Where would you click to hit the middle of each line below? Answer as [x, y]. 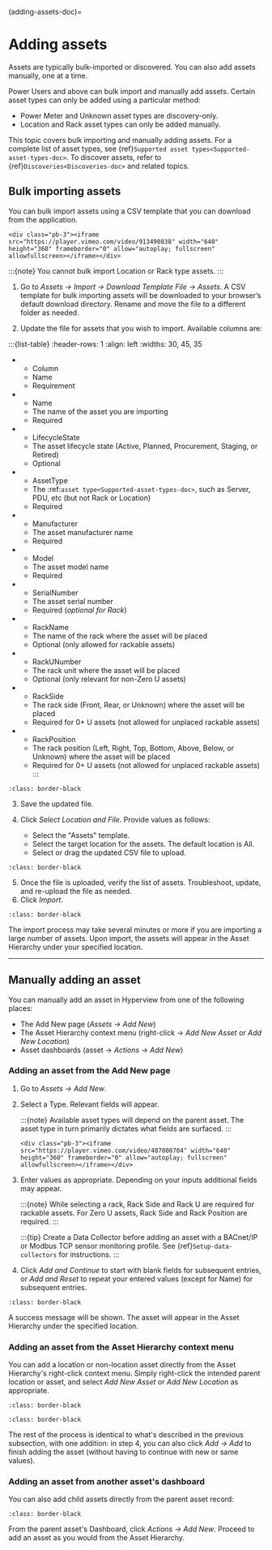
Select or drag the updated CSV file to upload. [109, 853]
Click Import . [41, 900]
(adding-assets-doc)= [45, 12]
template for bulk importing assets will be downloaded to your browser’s [140, 295]
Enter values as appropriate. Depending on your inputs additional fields [138, 1180]
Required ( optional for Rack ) [79, 610]
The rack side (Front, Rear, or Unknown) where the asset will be [138, 705]
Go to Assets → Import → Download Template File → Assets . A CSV [133, 287]
